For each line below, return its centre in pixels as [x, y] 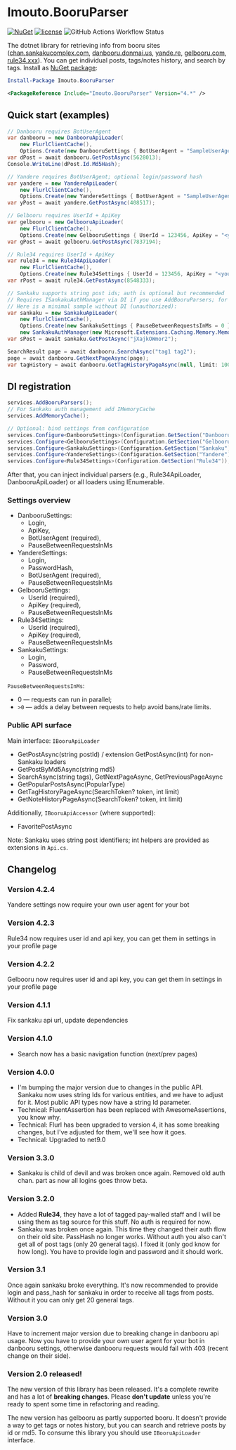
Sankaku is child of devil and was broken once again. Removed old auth [121, 1173]
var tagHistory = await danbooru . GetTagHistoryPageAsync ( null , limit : [113, 365]
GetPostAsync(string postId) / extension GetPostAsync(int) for [107, 754]
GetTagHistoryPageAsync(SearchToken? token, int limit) [98, 791]
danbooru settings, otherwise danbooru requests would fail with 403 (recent [118, 1348]
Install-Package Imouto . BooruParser [61, 80]
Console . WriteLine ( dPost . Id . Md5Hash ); [64, 164]
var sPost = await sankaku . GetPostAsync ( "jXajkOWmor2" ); [92, 339]
